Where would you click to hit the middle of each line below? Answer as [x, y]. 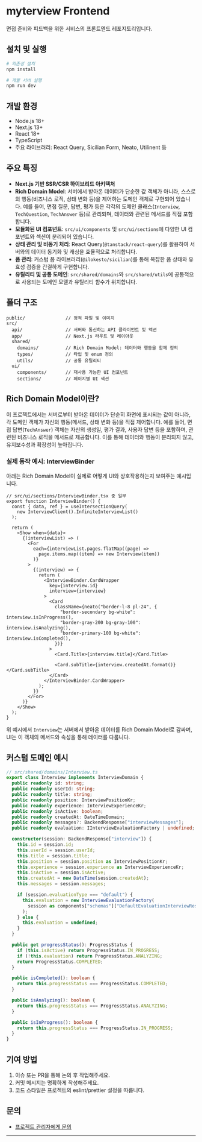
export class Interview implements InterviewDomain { [75, 778]
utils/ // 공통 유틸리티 [59, 361]
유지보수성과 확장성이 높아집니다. [45, 444]
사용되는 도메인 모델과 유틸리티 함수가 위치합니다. [79, 282]
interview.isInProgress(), [40, 617]
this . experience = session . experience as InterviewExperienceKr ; [101, 867]
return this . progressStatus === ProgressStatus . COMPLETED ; [93, 984]
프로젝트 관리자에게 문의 [43, 1126]
